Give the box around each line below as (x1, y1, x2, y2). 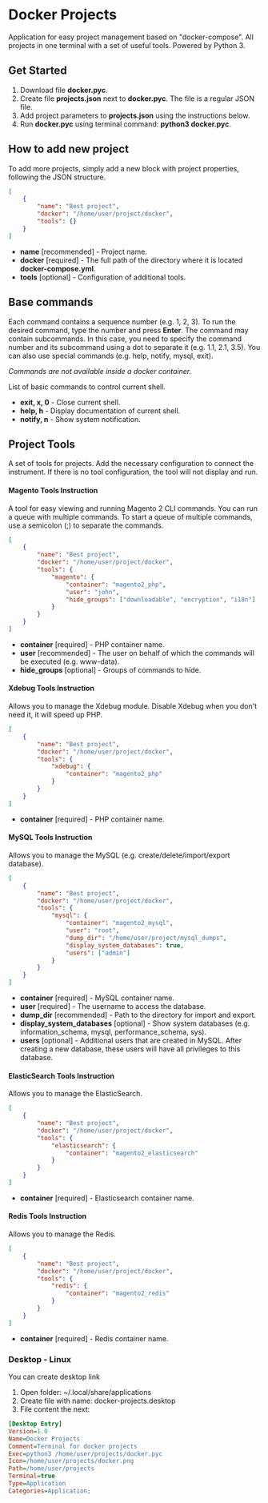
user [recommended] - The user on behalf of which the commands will (19, 648, 254, 657)
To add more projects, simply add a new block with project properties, (8, 163, 240, 173)
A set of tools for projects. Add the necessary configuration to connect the (8, 459, 254, 468)
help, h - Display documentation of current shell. (19, 406, 181, 416)
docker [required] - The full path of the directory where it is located (19, 255, 243, 265)
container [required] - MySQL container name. (19, 993, 174, 1003)
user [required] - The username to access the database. (19, 1002, 206, 1011)
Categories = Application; (8, 1487, 91, 1495)
